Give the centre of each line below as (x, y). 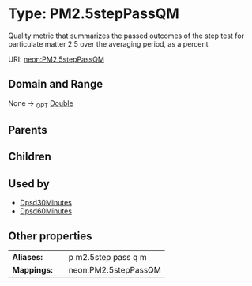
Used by (29, 184)
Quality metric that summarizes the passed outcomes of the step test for (126, 36)
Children (30, 157)
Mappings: (33, 269)
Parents (28, 130)
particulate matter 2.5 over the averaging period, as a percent (108, 43)
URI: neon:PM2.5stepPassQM (56, 59)
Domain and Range (56, 84)
